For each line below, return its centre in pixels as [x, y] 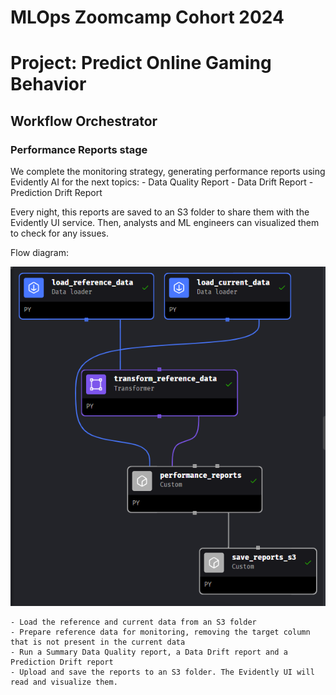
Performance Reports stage [79, 149]
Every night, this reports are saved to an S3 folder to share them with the [160, 212]
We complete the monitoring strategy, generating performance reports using [168, 172]
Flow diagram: [40, 253]
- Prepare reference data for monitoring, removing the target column [160, 632]
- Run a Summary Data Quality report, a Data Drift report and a [149, 652]
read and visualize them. [64, 682]
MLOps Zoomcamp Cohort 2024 [147, 17]
